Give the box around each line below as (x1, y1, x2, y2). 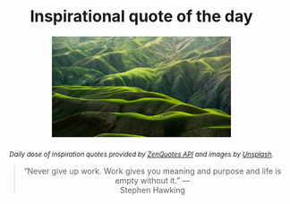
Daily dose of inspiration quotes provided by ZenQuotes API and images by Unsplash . (9, 149, 274, 158)
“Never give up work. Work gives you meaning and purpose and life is (23, 166, 282, 176)
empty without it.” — (115, 174, 191, 185)
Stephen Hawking (119, 184, 186, 195)
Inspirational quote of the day (30, 6, 253, 27)
